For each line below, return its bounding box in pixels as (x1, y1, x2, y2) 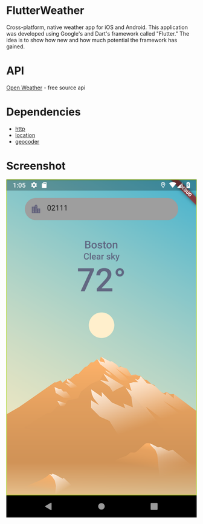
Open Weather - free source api (6, 84, 86, 91)
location (14, 131, 36, 139)
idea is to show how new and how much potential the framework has (6, 36, 178, 43)
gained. (6, 43, 25, 50)
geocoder (14, 138, 40, 145)
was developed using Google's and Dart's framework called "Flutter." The (6, 30, 190, 37)
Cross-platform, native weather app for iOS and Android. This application (6, 24, 188, 31)
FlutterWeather (6, 4, 85, 18)
